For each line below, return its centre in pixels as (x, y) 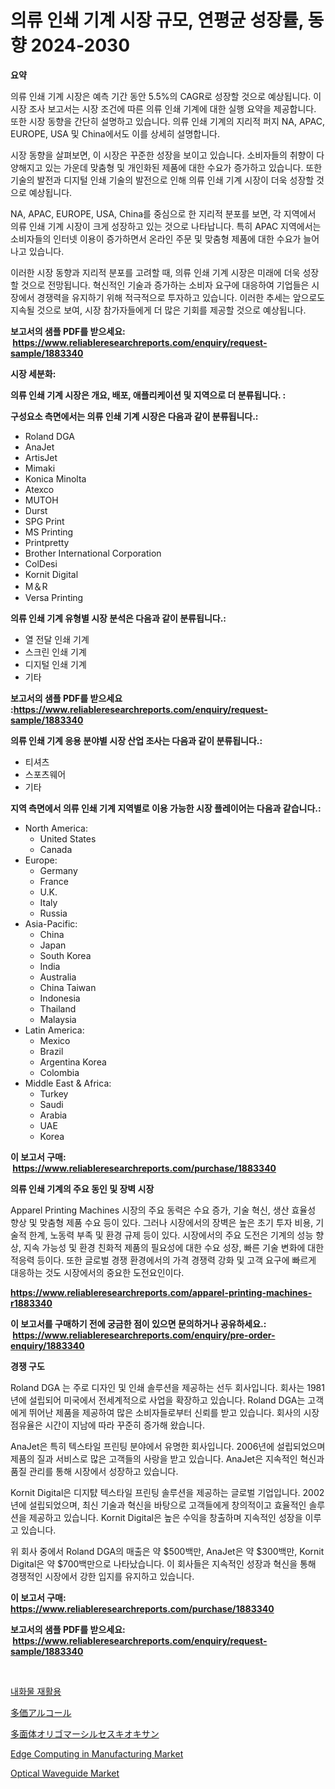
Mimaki (40, 468)
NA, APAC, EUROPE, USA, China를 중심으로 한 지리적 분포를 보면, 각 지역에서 (163, 213)
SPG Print (44, 521)
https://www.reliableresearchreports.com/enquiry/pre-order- (144, 1335)
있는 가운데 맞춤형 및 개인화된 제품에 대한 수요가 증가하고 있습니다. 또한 (183, 167)
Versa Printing (54, 597)
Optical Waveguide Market (65, 1773)
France (54, 881)
